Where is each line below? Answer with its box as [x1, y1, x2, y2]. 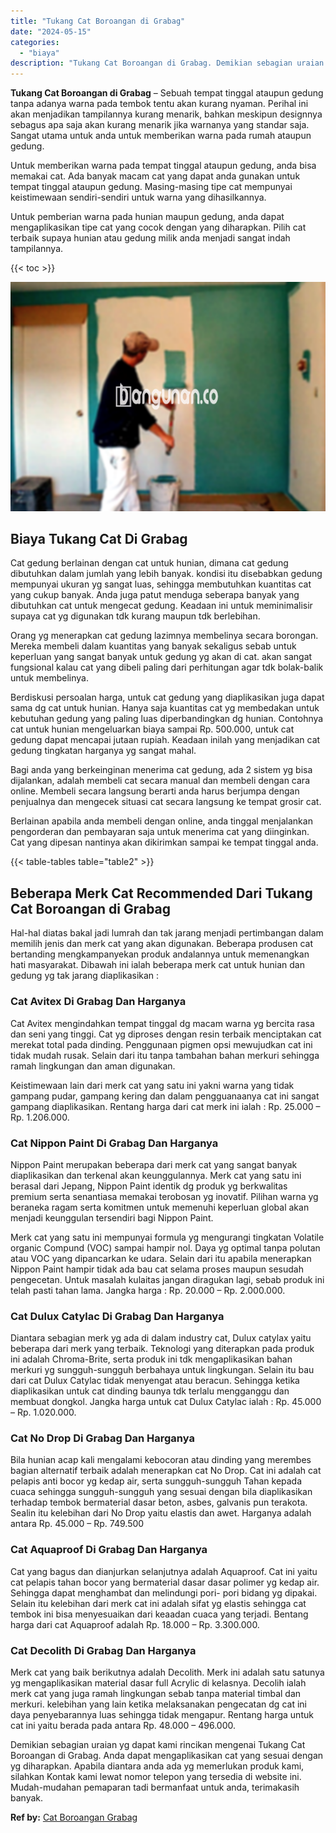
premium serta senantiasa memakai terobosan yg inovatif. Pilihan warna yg [10, 1190, 319, 1202]
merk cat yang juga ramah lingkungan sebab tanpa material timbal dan [10, 1688, 302, 1700]
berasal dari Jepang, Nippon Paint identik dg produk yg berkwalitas [10, 1180, 288, 1192]
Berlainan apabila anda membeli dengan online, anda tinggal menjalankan [10, 815, 313, 827]
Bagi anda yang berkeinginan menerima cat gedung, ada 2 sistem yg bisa [10, 764, 313, 776]
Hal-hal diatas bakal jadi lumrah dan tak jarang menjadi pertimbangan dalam [10, 927, 324, 939]
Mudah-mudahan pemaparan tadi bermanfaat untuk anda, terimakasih [10, 1781, 300, 1794]
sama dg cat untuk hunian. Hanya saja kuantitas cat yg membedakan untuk [10, 702, 320, 714]
